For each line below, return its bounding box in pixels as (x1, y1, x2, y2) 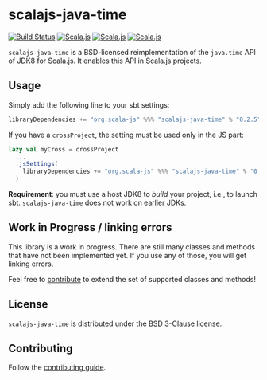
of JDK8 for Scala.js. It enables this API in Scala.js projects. (8, 56, 203, 65)
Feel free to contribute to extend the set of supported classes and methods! (8, 274, 257, 284)
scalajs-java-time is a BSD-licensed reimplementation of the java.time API (8, 47, 257, 57)
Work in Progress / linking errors (8, 221, 172, 234)
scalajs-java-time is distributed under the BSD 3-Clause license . (8, 319, 222, 328)
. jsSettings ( (15, 160, 59, 168)
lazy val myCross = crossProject (8, 145, 119, 153)
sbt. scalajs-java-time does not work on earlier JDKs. (8, 198, 187, 207)
